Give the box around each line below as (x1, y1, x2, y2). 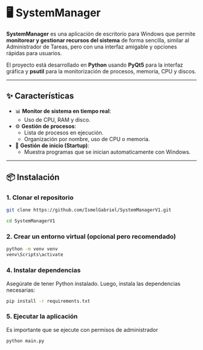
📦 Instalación (6, 172, 60, 183)
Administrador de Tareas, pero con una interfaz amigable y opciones (6, 43, 177, 50)
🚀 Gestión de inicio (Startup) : (14, 142, 89, 149)
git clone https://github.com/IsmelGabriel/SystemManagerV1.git (6, 207, 172, 213)
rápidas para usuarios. (6, 49, 62, 56)
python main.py (6, 338, 45, 344)
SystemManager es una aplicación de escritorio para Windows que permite (6, 30, 196, 38)
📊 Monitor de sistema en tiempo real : (14, 107, 111, 114)
